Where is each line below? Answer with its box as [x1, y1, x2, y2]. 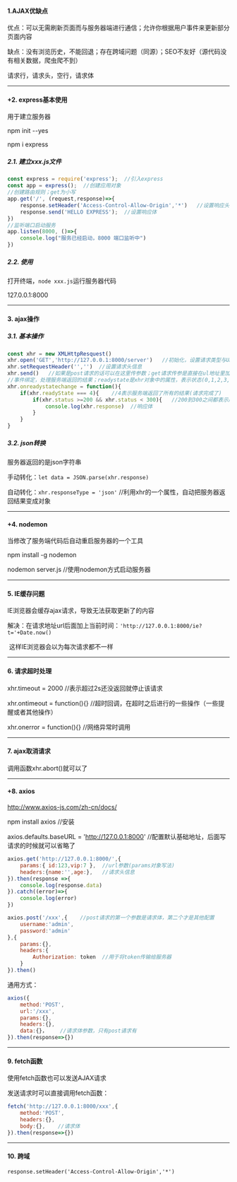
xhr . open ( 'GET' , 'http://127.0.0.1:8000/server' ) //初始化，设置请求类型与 [7, 357, 226, 364]
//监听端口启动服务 [7, 221, 56, 229]
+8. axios [7, 787, 35, 795]
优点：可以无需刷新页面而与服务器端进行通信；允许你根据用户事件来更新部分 [7, 23, 230, 32]
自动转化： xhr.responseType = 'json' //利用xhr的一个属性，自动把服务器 [7, 488, 220, 496]
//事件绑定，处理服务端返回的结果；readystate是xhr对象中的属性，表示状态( [7, 377, 205, 384]
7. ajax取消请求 [7, 747, 51, 756]
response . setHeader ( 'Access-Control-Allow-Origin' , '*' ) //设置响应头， [20, 201, 235, 209]
